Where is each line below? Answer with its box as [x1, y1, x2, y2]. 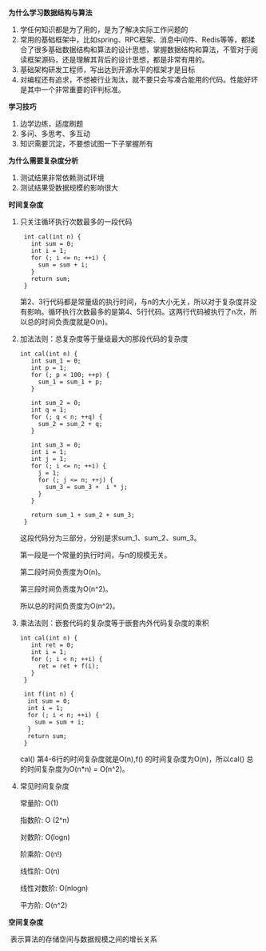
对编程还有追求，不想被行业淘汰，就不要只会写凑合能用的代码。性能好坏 [19, 75, 258, 84]
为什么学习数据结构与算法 [8, 8, 93, 17]
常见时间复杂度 [19, 781, 69, 791]
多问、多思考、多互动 [19, 129, 90, 138]
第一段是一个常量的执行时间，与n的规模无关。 [19, 550, 172, 560]
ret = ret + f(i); [38, 662, 100, 670]
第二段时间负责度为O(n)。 [19, 568, 105, 576]
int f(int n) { [23, 690, 74, 698]
